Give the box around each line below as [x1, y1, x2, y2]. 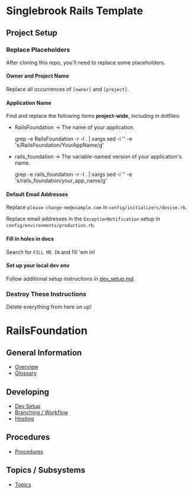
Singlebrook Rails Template [6, 4, 143, 18]
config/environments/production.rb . [6, 222, 96, 229]
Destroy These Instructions [6, 290, 87, 298]
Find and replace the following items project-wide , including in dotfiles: [6, 113, 181, 120]
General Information [6, 348, 82, 358]
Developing [6, 387, 49, 397]
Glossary [14, 370, 37, 377]
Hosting [14, 415, 34, 422]
